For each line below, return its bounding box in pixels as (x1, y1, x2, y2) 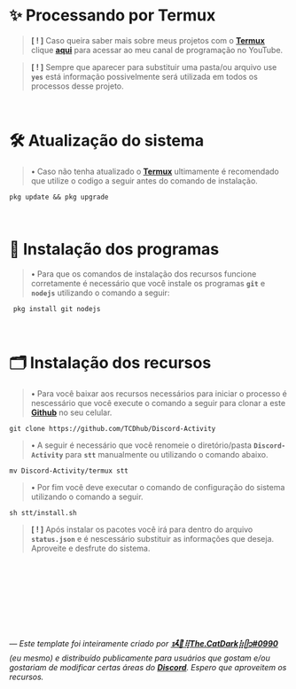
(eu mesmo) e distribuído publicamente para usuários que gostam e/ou (9, 653, 270, 663)
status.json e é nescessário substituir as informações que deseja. (30, 533, 275, 544)
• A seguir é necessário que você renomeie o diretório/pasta (30, 440, 253, 450)
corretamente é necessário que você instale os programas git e (30, 278, 266, 288)
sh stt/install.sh (9, 508, 77, 517)
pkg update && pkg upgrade (9, 192, 109, 201)
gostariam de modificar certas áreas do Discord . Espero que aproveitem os (9, 662, 287, 672)
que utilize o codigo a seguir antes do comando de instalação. (30, 175, 259, 186)
